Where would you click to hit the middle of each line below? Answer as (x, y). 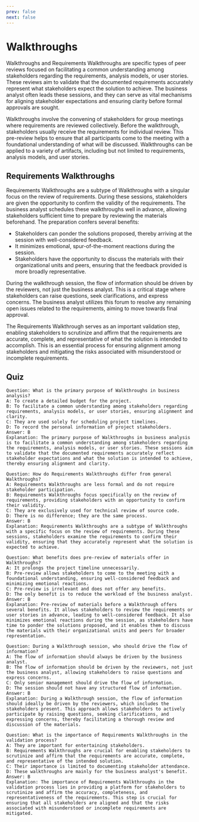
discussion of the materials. (44, 725)
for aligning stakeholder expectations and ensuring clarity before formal (94, 101)
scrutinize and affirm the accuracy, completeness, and (77, 793)
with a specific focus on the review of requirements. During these (93, 531)
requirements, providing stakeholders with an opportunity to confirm (96, 500)
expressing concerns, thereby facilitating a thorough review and (90, 719)
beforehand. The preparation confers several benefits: (73, 222)
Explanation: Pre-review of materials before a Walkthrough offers (92, 605)
